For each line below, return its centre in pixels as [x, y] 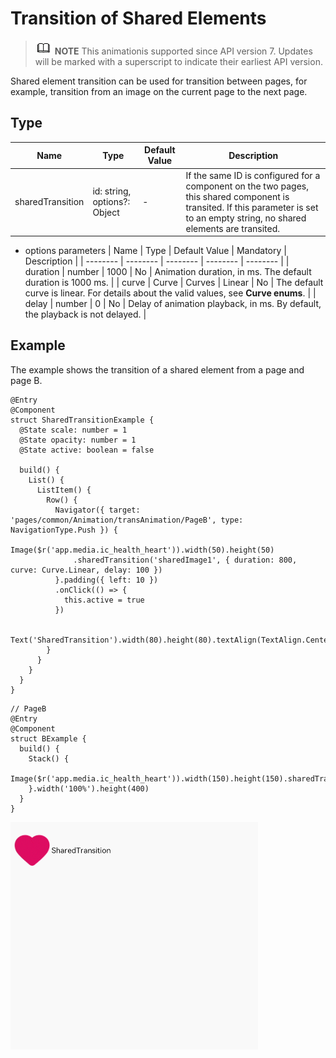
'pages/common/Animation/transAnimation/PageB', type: [127, 520]
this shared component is [237, 196]
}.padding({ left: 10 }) [106, 580]
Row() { [62, 500]
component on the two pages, [247, 186]
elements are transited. [232, 228]
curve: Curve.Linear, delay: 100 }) [86, 570]
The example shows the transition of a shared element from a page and [157, 369]
